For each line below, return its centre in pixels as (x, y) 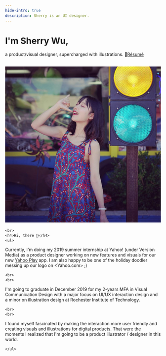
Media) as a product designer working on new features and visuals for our (81, 255)
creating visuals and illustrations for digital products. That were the (73, 329)
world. (12, 340)
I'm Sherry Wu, (37, 41)
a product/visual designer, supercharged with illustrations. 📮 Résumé (75, 54)
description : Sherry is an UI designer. (47, 16)
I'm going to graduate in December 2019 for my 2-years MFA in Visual (76, 289)
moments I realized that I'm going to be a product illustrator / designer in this (83, 334)
